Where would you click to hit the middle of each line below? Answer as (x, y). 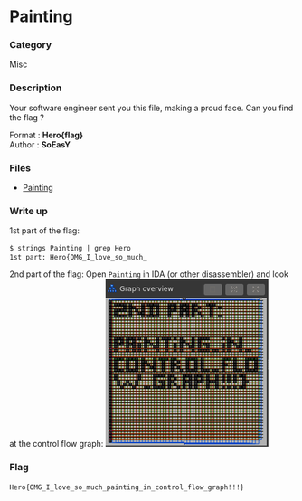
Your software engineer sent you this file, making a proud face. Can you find (151, 108)
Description (36, 88)
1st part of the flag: (44, 231)
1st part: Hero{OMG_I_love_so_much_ (78, 258)
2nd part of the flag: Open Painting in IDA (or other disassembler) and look (149, 274)
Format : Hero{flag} (47, 135)
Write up (28, 211)
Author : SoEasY (40, 144)
